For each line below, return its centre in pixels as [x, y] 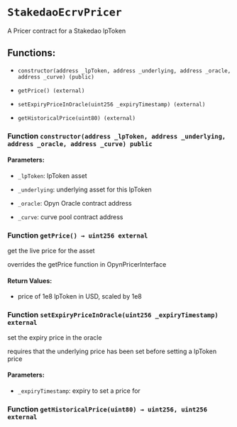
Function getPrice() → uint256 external [78, 235]
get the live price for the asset [51, 251]
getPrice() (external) [51, 91]
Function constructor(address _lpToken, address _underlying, [117, 135]
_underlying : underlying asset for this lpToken [85, 189]
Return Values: [30, 281]
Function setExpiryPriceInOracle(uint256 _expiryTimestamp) [113, 315]
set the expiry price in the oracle [55, 337]
